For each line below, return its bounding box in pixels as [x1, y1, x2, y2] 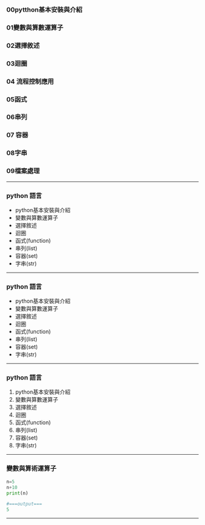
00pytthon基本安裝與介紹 [6, 5, 82, 13]
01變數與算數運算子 [6, 23, 63, 32]
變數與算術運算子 [6, 464, 57, 473]
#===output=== [6, 501, 43, 507]
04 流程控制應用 [6, 77, 54, 86]
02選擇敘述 [6, 41, 40, 50]
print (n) [6, 490, 29, 496]
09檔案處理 [6, 167, 40, 175]
